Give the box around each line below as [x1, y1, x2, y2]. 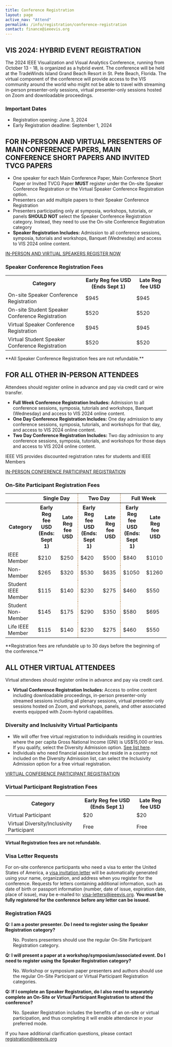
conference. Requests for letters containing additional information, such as [5, 881, 163, 887]
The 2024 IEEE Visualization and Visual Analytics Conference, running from [5, 59, 165, 65]
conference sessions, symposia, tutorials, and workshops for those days [12, 438, 166, 444]
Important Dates [5, 105, 47, 112]
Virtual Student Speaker [8, 336, 66, 343]
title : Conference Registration [5, 7, 74, 13]
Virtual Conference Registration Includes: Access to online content [12, 687, 157, 693]
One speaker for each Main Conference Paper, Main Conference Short [12, 175, 162, 181]
